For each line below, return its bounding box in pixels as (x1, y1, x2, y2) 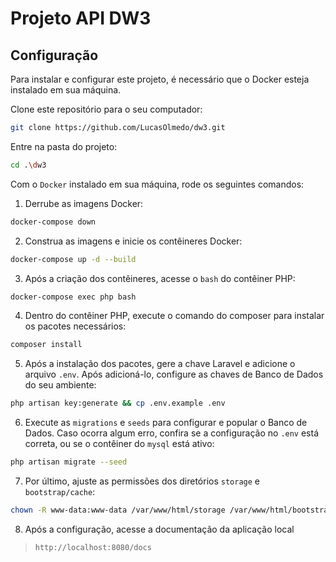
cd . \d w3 (10, 160, 47, 170)
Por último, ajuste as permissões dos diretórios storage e (24, 475, 260, 487)
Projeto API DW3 (10, 7, 152, 30)
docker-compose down (10, 217, 97, 227)
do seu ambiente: (24, 379, 97, 391)
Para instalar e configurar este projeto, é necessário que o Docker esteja (10, 73, 310, 85)
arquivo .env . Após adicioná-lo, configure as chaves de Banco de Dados (24, 368, 324, 381)
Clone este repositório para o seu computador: (10, 103, 203, 115)
